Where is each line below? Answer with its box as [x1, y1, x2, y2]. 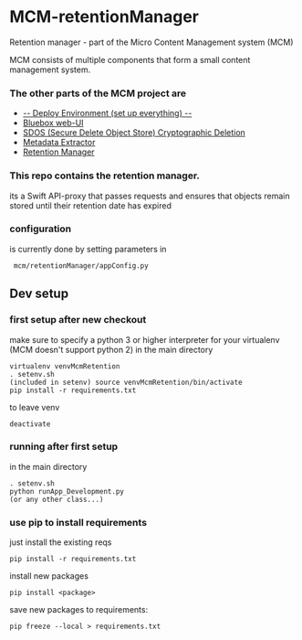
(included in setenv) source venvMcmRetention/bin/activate [9, 378, 244, 387]
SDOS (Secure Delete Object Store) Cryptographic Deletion [22, 127, 246, 138]
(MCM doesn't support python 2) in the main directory [9, 344, 213, 355]
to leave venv [9, 401, 60, 412]
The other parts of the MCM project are [9, 87, 187, 100]
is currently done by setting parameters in [9, 243, 167, 254]
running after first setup [9, 441, 119, 453]
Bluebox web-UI [22, 117, 84, 129]
